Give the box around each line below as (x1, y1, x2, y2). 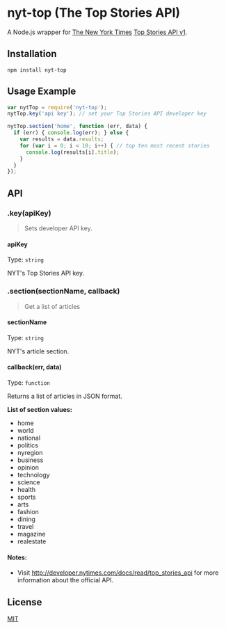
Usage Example (7, 86, 76, 97)
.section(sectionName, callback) (7, 287, 120, 296)
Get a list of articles (24, 302, 81, 310)
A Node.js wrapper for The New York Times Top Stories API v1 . (7, 28, 188, 36)
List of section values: (7, 405, 73, 413)
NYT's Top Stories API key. (7, 269, 85, 278)
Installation (7, 48, 57, 60)
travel (17, 522, 34, 530)
